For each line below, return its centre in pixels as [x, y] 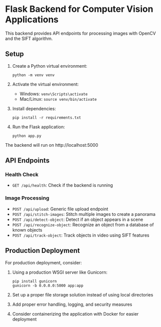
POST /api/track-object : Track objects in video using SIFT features [81, 235]
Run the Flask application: [39, 126]
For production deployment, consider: [44, 262]
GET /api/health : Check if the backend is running [62, 185]
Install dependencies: [34, 108]
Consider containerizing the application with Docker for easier [76, 314]
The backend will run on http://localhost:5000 [52, 145]
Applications [32, 20]
